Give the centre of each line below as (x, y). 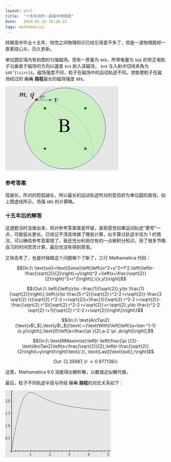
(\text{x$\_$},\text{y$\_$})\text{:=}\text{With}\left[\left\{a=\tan (80, 325)
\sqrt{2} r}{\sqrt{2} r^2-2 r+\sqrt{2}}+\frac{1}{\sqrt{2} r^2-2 (73, 299)
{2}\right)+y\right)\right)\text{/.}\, (52, 352)
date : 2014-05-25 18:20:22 (36, 21)
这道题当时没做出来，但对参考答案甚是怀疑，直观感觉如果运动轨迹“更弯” (81, 228)
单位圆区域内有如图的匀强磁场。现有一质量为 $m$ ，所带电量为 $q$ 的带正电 (83, 60)
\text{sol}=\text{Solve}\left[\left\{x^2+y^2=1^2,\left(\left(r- (94, 268)
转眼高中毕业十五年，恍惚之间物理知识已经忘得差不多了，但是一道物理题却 (83, 43)
